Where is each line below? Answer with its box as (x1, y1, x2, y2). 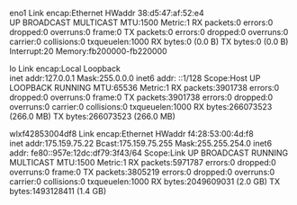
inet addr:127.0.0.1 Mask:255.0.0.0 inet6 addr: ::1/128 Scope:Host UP (9, 73, 261, 84)
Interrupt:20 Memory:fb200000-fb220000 (9, 46, 168, 57)
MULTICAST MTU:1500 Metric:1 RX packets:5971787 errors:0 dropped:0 (9, 157, 276, 167)
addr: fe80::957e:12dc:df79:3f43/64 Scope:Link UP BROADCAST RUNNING (9, 147, 289, 158)
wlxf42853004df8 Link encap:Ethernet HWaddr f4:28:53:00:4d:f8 (9, 129, 254, 138)
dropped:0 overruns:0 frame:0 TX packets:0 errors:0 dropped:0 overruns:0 (9, 27, 289, 37)
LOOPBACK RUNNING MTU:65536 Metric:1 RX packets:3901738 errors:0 (9, 83, 280, 93)
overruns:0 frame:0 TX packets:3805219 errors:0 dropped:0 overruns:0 (9, 166, 275, 177)
